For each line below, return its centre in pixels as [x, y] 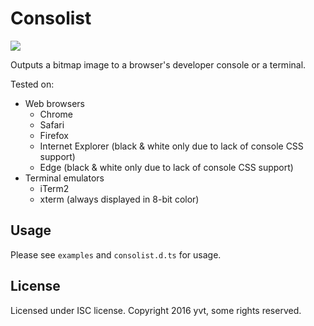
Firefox [54, 135]
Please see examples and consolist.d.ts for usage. [116, 254]
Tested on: [32, 84]
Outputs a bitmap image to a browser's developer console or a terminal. [158, 64]
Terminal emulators [64, 178]
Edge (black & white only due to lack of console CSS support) [166, 167]
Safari [52, 124]
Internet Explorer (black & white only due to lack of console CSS [171, 146]
